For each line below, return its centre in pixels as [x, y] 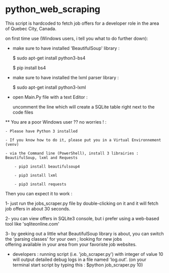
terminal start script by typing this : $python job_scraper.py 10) [78, 265]
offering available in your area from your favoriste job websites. [71, 244]
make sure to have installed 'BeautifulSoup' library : [66, 48]
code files [23, 112]
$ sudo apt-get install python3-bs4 [49, 58]
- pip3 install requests [40, 184]
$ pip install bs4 [29, 68]
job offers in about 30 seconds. [38, 208]
